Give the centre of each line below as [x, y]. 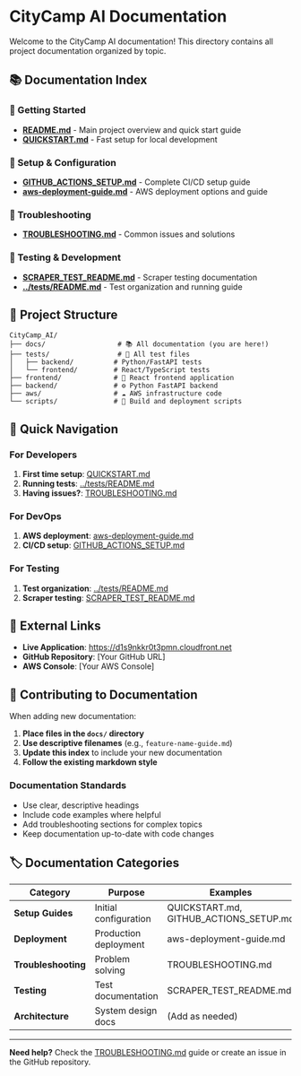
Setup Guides [43, 914]
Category [50, 892]
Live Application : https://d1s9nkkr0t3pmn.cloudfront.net [127, 647]
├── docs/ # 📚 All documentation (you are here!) [139, 344]
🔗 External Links [55, 626]
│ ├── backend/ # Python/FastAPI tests [106, 362]
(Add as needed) [202, 1017]
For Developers [43, 455]
